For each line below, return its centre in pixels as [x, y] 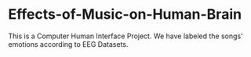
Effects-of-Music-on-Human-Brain [125, 14]
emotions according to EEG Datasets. [68, 44]
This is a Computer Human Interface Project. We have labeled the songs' [125, 36]
